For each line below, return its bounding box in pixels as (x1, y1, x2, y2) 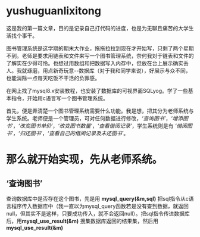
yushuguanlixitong (6, 4, 101, 18)
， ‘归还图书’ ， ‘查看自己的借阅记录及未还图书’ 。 (12, 129, 129, 136)
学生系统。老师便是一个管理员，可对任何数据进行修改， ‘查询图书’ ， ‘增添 (6, 114, 183, 121)
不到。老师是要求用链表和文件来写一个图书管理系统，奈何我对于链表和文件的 (6, 52, 194, 59)
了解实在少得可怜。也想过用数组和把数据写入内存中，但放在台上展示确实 (6, 60, 183, 67)
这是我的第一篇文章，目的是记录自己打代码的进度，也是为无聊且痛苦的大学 (6, 24, 189, 32)
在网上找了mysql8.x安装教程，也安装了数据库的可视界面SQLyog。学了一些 (6, 87, 189, 94)
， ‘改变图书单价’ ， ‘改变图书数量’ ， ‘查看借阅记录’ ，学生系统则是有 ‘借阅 (12, 122, 187, 129)
